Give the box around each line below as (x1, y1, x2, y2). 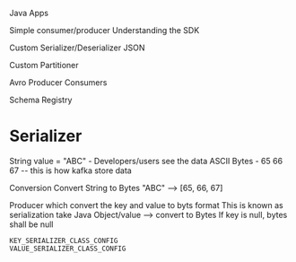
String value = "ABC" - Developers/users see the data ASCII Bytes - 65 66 (9, 155, 283, 166)
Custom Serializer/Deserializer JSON (9, 42, 145, 53)
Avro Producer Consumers (9, 77, 108, 88)
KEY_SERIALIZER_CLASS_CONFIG (9, 236, 118, 245)
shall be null (9, 219, 54, 230)
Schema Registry (9, 94, 73, 105)
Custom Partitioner (9, 60, 79, 70)
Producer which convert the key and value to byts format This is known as (9, 199, 284, 210)
